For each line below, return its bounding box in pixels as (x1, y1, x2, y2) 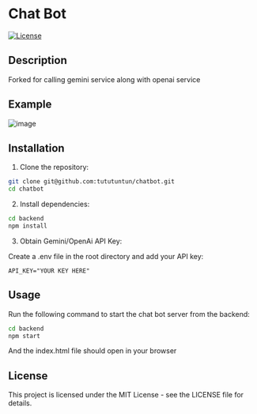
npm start (8, 332, 41, 340)
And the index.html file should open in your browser (8, 346, 177, 356)
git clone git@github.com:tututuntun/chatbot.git (8, 178, 176, 186)
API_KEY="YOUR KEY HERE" (8, 266, 90, 275)
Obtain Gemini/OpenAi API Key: (19, 236, 123, 246)
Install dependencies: (19, 199, 90, 209)
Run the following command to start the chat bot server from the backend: (8, 309, 251, 318)
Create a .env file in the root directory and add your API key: (8, 251, 204, 261)
